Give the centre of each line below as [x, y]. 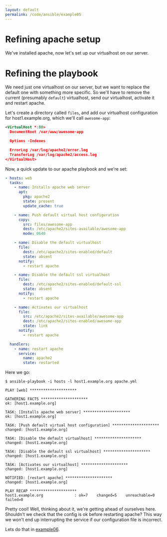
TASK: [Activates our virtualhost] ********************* [67, 465]
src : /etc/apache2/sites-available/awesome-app [73, 317]
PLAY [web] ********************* [41, 390]
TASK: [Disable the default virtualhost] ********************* [73, 438]
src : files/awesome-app [48, 224]
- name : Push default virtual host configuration [67, 215]
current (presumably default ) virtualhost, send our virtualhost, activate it [80, 98]
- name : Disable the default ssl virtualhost [62, 275]
